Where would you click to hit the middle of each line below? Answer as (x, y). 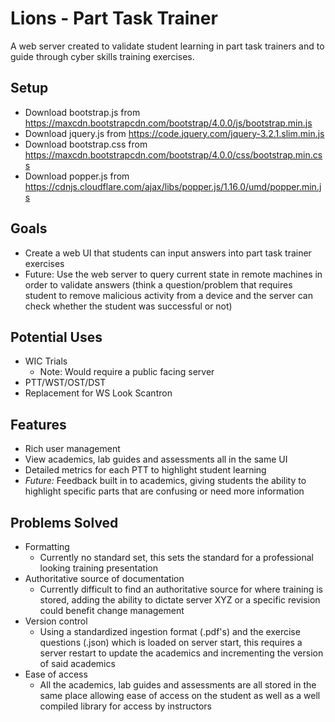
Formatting (47, 546)
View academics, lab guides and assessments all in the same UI (156, 459)
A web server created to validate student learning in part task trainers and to (167, 46)
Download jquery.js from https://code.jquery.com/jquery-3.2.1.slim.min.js (174, 133)
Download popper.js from (77, 176)
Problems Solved (64, 522)
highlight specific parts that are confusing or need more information (164, 491)
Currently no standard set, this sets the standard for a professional (176, 557)
